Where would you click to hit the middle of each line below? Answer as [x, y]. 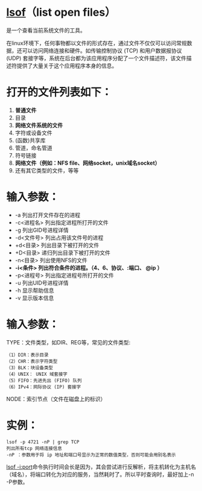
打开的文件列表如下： [59, 93]
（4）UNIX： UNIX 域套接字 [37, 374]
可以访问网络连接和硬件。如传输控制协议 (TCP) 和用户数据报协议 [102, 50]
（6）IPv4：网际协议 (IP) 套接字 [44, 387]
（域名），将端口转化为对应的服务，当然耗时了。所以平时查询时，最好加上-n [100, 474]
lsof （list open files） [61, 12]
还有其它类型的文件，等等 [47, 170]
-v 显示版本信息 [34, 298]
